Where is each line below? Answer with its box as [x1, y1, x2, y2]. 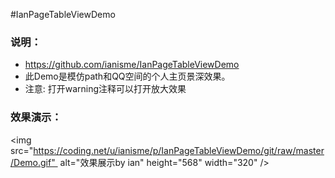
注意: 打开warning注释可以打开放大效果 [24, 83, 187, 95]
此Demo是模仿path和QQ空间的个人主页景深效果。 [24, 70, 231, 83]
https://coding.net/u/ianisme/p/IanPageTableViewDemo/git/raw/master [33, 144, 325, 156]
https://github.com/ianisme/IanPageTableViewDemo [24, 59, 240, 71]
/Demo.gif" [10, 156, 56, 168]
